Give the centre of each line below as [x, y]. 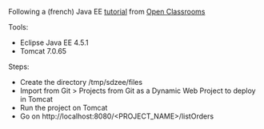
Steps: [19, 67]
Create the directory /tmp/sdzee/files [81, 82]
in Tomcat [36, 99]
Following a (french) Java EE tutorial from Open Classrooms [107, 12]
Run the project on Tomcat [64, 108]
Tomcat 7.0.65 [43, 51]
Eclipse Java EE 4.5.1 [54, 42]
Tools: [18, 27]
